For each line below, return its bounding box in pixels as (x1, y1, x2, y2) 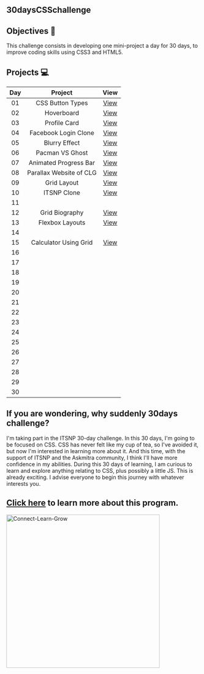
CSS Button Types (36, 99, 88, 107)
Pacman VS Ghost (36, 148, 88, 157)
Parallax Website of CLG (27, 169, 97, 177)
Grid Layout (45, 178, 79, 187)
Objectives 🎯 (6, 26, 56, 36)
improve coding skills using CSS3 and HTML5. (6, 48, 124, 56)
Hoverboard (44, 109, 80, 117)
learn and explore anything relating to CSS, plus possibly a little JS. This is (6, 467, 194, 474)
